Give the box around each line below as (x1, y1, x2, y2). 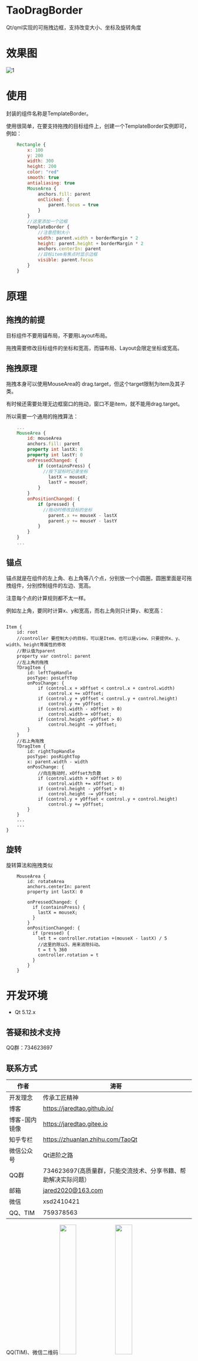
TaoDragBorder (6, 4, 83, 17)
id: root (16, 629, 38, 635)
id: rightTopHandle (27, 748, 75, 754)
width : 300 (27, 158, 54, 164)
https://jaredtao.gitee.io (43, 1120, 108, 1128)
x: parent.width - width (27, 759, 88, 765)
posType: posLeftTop (27, 675, 78, 681)
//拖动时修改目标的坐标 (43, 506, 93, 513)
